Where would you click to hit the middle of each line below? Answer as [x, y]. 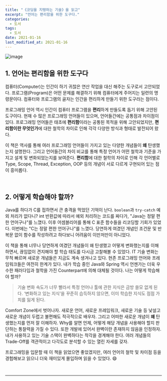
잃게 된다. [36, 300]
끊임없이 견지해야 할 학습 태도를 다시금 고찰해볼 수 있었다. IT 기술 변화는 [89, 252]
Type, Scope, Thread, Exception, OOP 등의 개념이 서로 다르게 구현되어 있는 [80, 164]
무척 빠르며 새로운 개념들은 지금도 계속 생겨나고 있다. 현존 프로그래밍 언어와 [78, 258]
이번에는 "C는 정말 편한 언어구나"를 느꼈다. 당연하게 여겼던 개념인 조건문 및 [84, 229]
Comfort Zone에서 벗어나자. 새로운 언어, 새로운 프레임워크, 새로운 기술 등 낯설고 [83, 311]
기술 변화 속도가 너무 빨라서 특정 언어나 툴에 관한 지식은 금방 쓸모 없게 [85, 287]
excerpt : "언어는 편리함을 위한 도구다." [42, 14]
